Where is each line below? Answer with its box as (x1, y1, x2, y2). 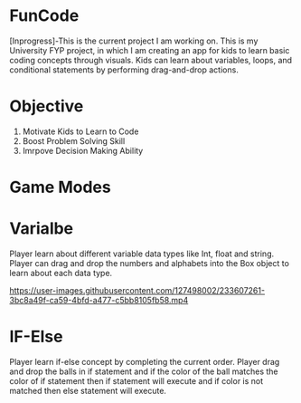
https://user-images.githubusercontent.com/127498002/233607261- (9, 285, 265, 295)
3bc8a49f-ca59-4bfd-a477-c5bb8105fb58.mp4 (9, 295, 189, 305)
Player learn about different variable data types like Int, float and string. (9, 248, 275, 259)
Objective (9, 96, 84, 117)
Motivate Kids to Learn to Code (22, 126, 139, 137)
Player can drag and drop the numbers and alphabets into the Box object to (9, 258, 289, 268)
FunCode (9, 5, 80, 26)
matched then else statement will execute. (9, 385, 167, 396)
